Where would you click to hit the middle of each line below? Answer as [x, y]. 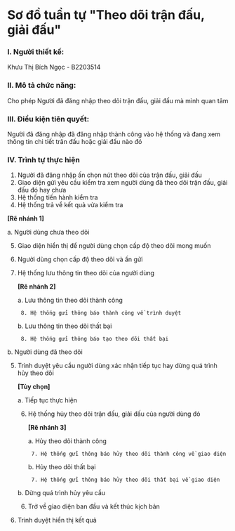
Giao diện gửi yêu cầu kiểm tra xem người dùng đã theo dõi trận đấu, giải [122, 183]
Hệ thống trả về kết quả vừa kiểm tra [70, 205]
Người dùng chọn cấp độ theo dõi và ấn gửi [80, 259]
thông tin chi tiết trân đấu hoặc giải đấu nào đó [75, 142]
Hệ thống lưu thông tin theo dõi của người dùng [86, 273]
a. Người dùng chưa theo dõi [48, 232]
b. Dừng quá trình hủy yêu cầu [61, 493]
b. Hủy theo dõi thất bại [62, 467]
